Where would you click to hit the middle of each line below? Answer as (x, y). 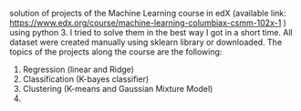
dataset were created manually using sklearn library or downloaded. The (146, 42)
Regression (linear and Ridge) (78, 69)
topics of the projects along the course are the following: (116, 52)
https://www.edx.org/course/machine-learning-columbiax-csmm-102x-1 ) (148, 23)
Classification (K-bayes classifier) (86, 79)
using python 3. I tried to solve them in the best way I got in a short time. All (151, 32)
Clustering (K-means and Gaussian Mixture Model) (118, 89)
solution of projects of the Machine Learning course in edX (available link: (148, 13)
